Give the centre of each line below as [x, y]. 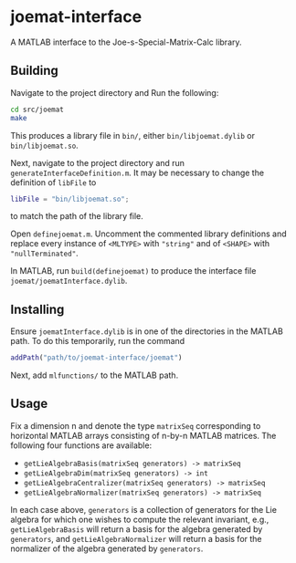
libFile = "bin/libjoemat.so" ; [70, 199]
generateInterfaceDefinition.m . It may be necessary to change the [137, 172]
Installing [37, 309]
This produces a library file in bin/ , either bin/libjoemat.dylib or [132, 135]
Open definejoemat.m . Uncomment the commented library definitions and [148, 234]
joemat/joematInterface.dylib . [69, 281]
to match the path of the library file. [77, 216]
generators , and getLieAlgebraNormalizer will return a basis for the [137, 538]
